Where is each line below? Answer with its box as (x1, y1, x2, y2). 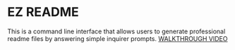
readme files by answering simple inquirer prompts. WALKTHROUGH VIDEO (7, 34, 228, 42)
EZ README (7, 4, 79, 20)
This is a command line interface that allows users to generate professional (7, 27, 226, 35)
